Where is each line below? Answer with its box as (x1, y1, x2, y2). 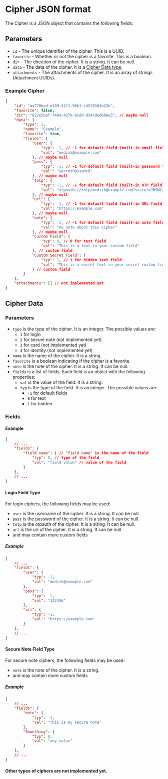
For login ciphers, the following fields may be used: (5, 501, 110, 507)
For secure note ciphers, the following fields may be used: (5, 657, 125, 663)
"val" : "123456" (31, 598, 66, 603)
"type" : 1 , (23, 122, 46, 127)
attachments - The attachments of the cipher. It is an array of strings (12, 69, 153, 75)
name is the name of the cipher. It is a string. (12, 353, 102, 359)
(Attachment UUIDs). (12, 74, 56, 81)
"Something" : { (23, 729, 55, 734)
